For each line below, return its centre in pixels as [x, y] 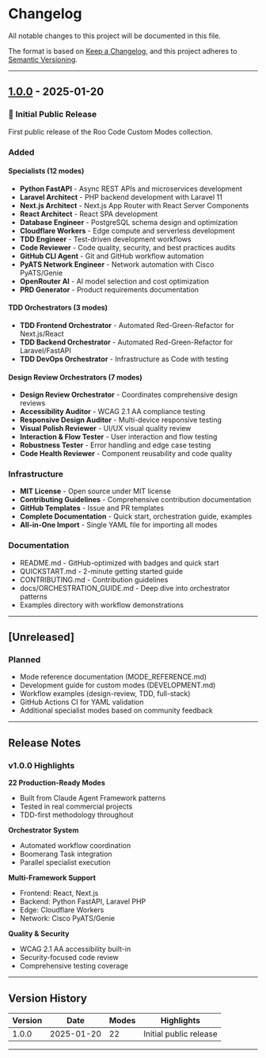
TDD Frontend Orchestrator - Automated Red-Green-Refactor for [127, 325]
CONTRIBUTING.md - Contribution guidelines [94, 580]
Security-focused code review [69, 957]
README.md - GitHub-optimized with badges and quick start [119, 562]
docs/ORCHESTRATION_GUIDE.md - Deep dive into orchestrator [125, 588]
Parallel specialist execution [65, 862]
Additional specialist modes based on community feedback [116, 710]
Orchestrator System [44, 830]
